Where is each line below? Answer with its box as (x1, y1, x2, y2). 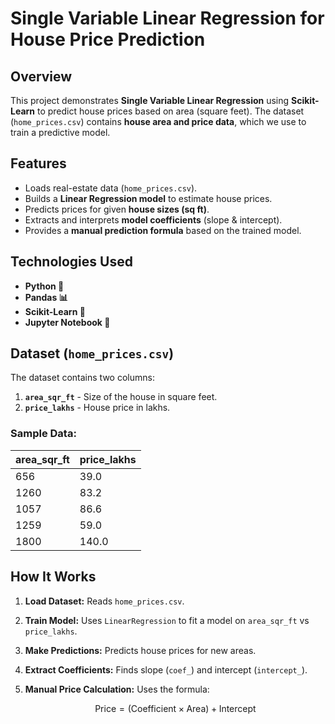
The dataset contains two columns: (10, 372, 155, 384)
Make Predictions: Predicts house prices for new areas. (24, 644, 257, 656)
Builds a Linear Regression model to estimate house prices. (24, 192, 273, 204)
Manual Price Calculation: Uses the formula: (24, 683, 210, 695)
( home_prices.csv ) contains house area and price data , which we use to (10, 116, 307, 127)
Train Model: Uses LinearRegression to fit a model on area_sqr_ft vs (24, 614, 310, 626)
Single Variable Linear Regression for (10, 7, 325, 30)
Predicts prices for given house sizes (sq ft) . (24, 203, 210, 215)
